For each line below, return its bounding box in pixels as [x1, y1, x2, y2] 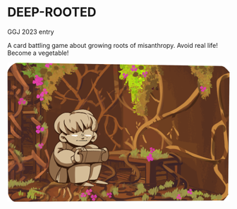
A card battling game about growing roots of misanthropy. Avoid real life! [7, 41, 219, 49]
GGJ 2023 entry [7, 27, 54, 36]
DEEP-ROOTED [7, 4, 97, 20]
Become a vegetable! [7, 49, 69, 57]
